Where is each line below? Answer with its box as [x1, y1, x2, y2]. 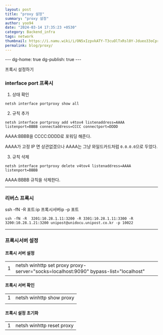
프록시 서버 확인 [5, 282, 35, 288]
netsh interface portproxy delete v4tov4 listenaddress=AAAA [5, 163, 131, 168]
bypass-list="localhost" [90, 268, 145, 275]
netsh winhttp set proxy [15, 262, 69, 269]
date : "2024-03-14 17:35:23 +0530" [5, 25, 77, 30]
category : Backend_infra [5, 30, 55, 34]
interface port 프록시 [5, 79, 53, 86]
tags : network [5, 34, 34, 39]
